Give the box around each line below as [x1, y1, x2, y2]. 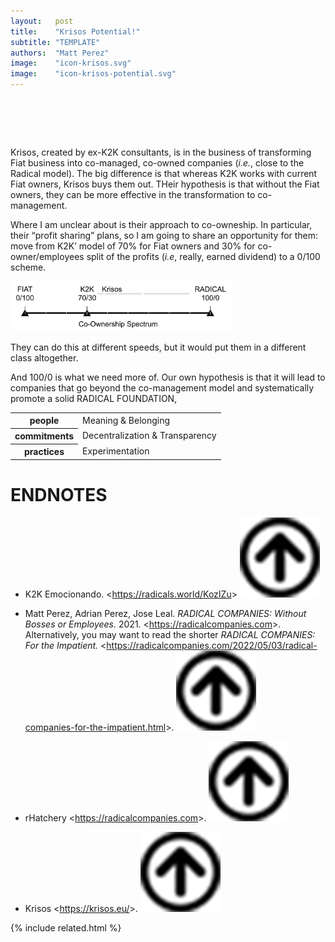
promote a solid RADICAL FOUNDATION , [10, 392, 178, 404]
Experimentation [82, 445, 150, 457]
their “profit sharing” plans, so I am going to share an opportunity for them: [10, 229, 319, 241]
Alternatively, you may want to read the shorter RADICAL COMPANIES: [24, 628, 316, 640]
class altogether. [10, 351, 79, 364]
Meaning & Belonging [82, 414, 171, 426]
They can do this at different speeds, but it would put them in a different [10, 341, 307, 353]
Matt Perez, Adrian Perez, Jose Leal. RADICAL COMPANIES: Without [24, 607, 307, 619]
